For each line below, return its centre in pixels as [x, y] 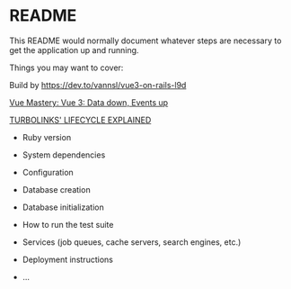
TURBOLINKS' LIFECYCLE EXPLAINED [80, 120]
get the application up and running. [74, 50]
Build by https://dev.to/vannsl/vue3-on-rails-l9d [98, 85]
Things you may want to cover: [66, 68]
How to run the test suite [68, 224]
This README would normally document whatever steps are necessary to [145, 41]
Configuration [48, 172]
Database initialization [63, 207]
